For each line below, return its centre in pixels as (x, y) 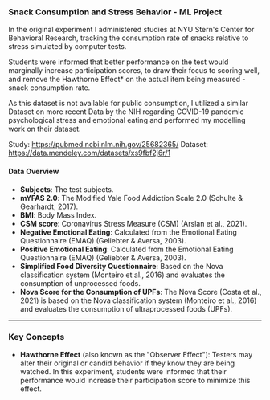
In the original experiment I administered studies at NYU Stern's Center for (131, 30)
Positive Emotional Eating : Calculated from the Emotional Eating (127, 249)
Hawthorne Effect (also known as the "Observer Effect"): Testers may (136, 354)
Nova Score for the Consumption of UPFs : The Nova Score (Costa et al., (141, 292)
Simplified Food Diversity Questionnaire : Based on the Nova (121, 266)
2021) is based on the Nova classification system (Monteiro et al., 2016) (138, 300)
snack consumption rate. (49, 88)
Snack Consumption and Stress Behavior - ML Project (115, 12)
